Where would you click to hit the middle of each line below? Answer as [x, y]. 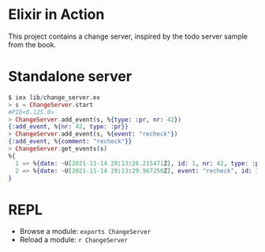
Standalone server [70, 77]
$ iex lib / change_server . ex [54, 97]
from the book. [32, 44]
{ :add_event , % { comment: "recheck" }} [70, 142]
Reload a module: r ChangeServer [74, 240]
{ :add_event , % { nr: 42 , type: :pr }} [68, 127]
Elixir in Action [56, 15]
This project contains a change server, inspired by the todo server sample [128, 36]
